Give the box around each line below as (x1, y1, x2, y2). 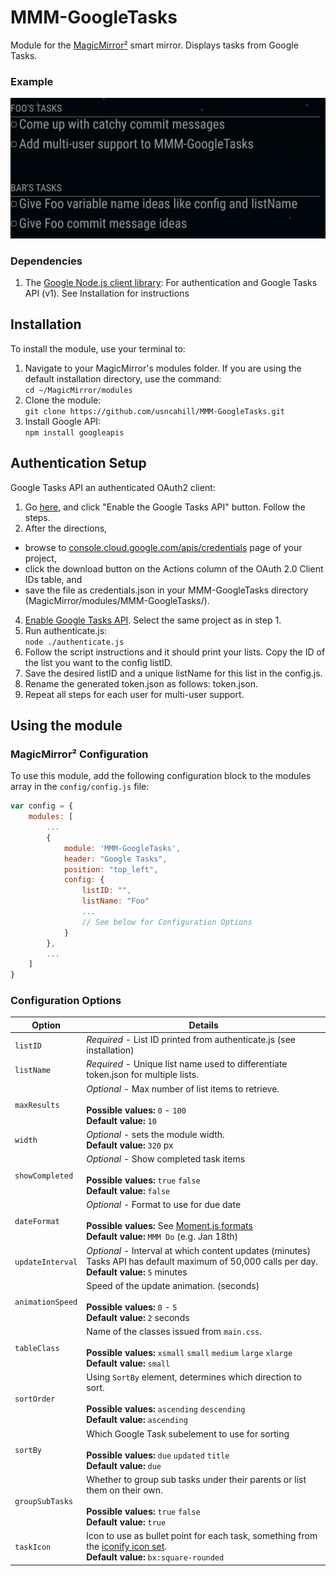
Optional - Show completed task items (86, 1153, 246, 1165)
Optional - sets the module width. (86, 1128, 225, 1140)
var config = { (10, 801, 74, 811)
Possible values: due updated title (86, 1449, 230, 1461)
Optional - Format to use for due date (86, 1199, 242, 1211)
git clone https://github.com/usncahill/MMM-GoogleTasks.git (24, 406, 286, 416)
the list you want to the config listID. (24, 656, 173, 668)
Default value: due (86, 1459, 162, 1471)
